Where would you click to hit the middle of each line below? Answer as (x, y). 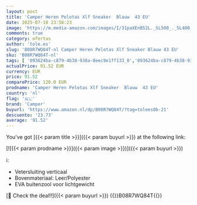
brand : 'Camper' (26, 104)
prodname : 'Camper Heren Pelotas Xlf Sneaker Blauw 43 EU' (82, 88)
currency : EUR (23, 71)
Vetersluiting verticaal (41, 172)
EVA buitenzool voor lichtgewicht (55, 184)
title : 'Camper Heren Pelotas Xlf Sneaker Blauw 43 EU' (78, 17)
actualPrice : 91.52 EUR (35, 66)
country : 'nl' (23, 93)
